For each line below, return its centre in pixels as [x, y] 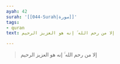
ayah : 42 [17, 11]
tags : [13, 22]
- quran [16, 28]
